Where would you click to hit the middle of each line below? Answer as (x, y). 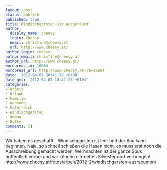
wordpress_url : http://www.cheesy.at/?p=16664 (55, 71)
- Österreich (19, 108)
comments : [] (19, 126)
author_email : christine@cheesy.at (43, 56)
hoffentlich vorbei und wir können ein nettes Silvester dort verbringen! (78, 156)
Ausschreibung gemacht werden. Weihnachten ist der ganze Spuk (74, 151)
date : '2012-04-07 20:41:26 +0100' (43, 75)
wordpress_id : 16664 (27, 66)
